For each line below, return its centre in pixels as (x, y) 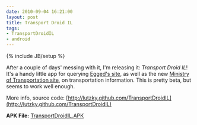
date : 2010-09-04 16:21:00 (39, 12)
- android (18, 39)
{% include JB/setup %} (36, 56)
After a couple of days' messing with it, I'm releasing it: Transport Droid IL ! (97, 68)
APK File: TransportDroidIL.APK (45, 116)
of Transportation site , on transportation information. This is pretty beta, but (99, 80)
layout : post (22, 17)
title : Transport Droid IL (39, 23)
